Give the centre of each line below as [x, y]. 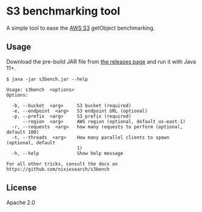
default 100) [23, 132]
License [22, 188]
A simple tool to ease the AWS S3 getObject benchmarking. [81, 28]
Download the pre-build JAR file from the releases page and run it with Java [101, 61]
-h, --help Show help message [67, 153]
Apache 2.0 [21, 202]
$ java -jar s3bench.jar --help [47, 79]
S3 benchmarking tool [63, 11]
